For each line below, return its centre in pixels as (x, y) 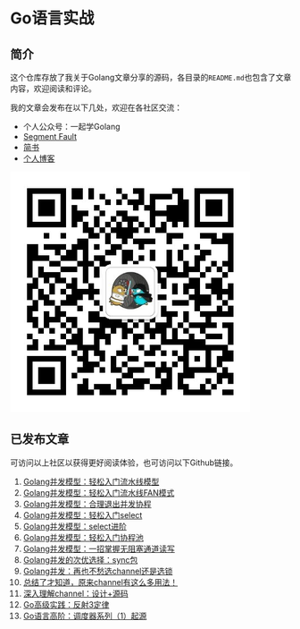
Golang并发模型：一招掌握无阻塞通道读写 (99, 548)
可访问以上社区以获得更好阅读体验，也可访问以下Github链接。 (124, 463)
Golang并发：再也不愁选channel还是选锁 (98, 571)
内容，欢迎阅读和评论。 (53, 89)
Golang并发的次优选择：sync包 (80, 559)
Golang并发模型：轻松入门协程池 (83, 537)
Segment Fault (50, 136)
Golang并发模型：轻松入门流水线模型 (91, 481)
